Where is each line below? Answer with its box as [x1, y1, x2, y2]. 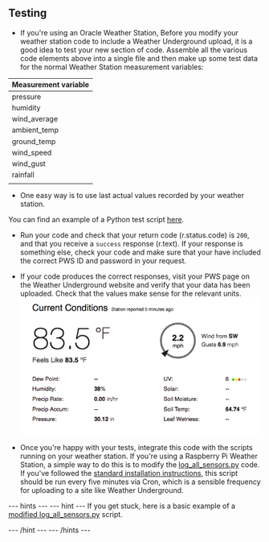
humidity [11, 102, 41, 112]
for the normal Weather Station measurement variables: [19, 62, 204, 72]
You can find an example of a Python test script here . [8, 215, 185, 225]
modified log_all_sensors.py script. [8, 510, 123, 519]
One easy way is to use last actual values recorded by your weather [19, 191, 245, 201]
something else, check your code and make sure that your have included [19, 247, 261, 257]
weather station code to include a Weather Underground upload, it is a [19, 36, 253, 46]
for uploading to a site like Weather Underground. [19, 486, 184, 495]
